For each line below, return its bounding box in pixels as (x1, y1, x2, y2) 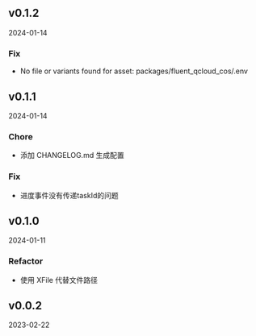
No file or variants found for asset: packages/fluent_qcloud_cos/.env (19, 66, 249, 76)
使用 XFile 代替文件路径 (19, 275, 99, 284)
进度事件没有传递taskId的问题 (19, 190, 119, 200)
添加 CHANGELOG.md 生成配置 (19, 151, 124, 160)
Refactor (8, 255, 44, 267)
